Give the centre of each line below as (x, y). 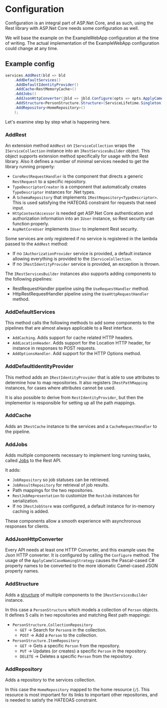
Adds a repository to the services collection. (50, 680)
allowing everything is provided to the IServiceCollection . (72, 259)
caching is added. (31, 511)
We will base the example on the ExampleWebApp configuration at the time (82, 38)
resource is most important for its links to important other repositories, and (82, 695)
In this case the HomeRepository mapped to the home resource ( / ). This (78, 689)
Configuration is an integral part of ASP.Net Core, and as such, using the (80, 23)
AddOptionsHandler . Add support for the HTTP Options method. (77, 354)
